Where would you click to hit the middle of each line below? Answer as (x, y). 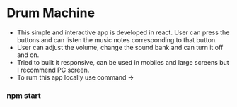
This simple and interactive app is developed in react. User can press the (123, 32)
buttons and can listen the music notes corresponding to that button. (117, 39)
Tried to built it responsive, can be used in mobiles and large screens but (123, 62)
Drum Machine (51, 13)
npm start (24, 95)
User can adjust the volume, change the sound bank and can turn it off (120, 47)
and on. (28, 55)
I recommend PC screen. (53, 70)
